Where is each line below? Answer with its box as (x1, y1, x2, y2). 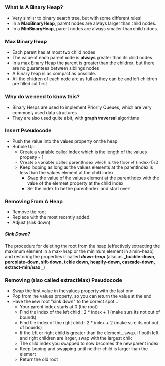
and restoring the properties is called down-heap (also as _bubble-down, (5, 254, 156, 260)
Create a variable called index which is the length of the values (19, 149, 147, 155)
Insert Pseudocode (5, 127, 52, 134)
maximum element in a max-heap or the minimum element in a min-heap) (5, 248, 154, 254)
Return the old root (19, 356, 58, 362)
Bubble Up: (12, 144, 35, 150)
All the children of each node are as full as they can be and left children (12, 76, 157, 81)
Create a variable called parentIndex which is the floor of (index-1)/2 (19, 160, 159, 165)
